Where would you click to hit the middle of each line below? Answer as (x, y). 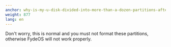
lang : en (15, 19)
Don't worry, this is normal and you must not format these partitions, (77, 34)
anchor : (13, 10)
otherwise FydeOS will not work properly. (49, 39)
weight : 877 (18, 15)
